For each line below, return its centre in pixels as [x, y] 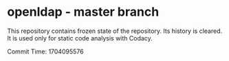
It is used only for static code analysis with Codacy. [80, 38]
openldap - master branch [83, 12]
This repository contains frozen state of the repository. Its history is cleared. [115, 31]
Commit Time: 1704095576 [45, 51]
